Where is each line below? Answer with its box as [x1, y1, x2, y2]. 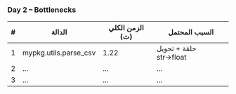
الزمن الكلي [108, 23, 144, 33]
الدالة [51, 27, 67, 37]
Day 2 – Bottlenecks [7, 5, 77, 15]
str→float [156, 53, 188, 62]
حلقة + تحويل [156, 43, 197, 53]
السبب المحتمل [168, 27, 214, 37]
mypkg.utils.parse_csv [22, 48, 96, 58]
